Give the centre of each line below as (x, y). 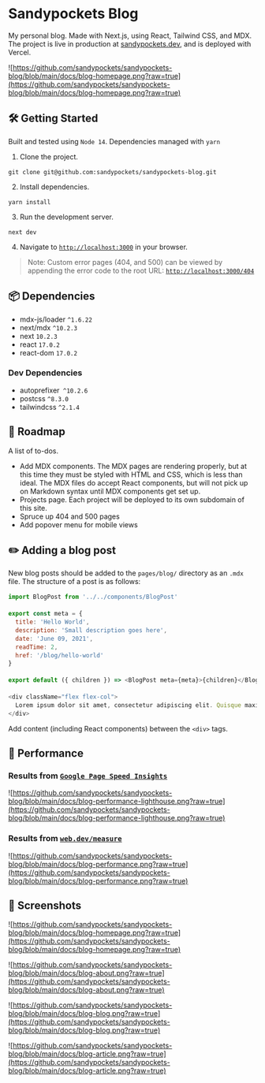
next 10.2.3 (38, 336)
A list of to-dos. (34, 451)
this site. (33, 508)
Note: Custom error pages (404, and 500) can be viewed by (125, 262)
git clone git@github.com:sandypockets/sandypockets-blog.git (112, 172)
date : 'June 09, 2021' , (54, 638)
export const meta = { (45, 614)
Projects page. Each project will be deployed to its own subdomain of (132, 499)
